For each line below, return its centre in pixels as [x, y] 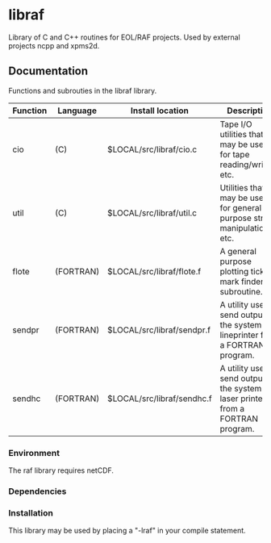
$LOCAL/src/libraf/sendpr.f [159, 330]
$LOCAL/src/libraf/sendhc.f [160, 399]
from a [232, 408]
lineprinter [239, 335]
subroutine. [242, 291]
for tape [235, 154]
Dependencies [38, 491]
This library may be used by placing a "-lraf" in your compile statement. [127, 531]
